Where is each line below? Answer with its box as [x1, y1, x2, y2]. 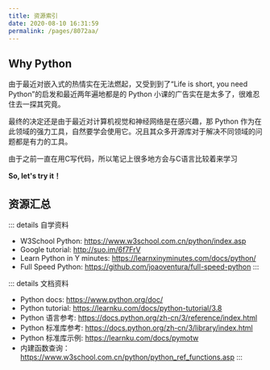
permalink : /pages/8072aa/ [8, 27, 99, 35]
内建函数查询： [19, 343, 70, 352]
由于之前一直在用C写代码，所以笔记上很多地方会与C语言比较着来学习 [8, 154, 238, 164]
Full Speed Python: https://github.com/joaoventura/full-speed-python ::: [19, 262, 260, 271]
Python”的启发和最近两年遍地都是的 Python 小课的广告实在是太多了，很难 [8, 90, 253, 99]
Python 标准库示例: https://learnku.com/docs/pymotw [19, 333, 199, 343]
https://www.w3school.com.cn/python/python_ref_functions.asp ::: [19, 352, 243, 362]
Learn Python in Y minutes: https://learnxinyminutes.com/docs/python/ [19, 254, 256, 263]
